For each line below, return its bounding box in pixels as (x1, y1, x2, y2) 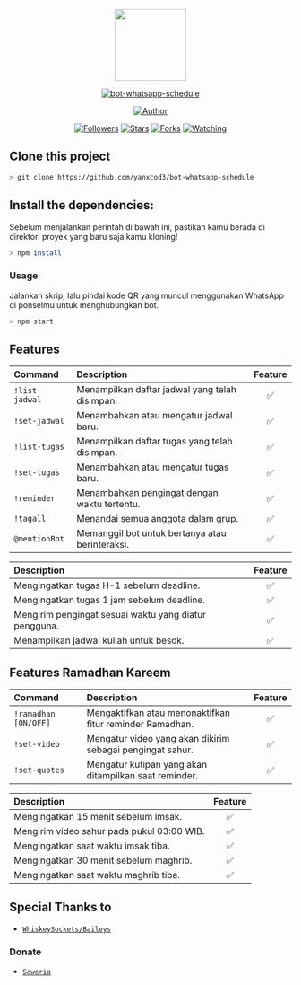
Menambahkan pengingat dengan (76, 487, 219, 499)
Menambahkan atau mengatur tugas (76, 461, 229, 473)
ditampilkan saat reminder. (86, 770, 199, 782)
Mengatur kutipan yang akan (86, 759, 208, 771)
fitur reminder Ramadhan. (86, 718, 194, 731)
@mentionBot (13, 534, 65, 544)
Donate (9, 945, 42, 958)
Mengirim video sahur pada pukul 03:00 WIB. (13, 825, 205, 838)
